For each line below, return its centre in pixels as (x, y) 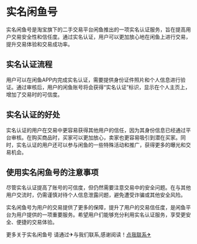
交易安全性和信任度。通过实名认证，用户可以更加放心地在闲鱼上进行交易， (101, 36)
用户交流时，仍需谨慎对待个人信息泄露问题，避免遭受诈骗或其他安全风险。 (96, 195)
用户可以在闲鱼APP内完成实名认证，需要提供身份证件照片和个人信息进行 (93, 79)
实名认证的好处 (33, 115)
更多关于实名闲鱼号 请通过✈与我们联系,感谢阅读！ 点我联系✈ (79, 235)
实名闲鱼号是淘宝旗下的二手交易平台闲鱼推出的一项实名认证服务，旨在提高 (96, 29)
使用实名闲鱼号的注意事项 (52, 172)
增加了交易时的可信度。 (34, 94)
